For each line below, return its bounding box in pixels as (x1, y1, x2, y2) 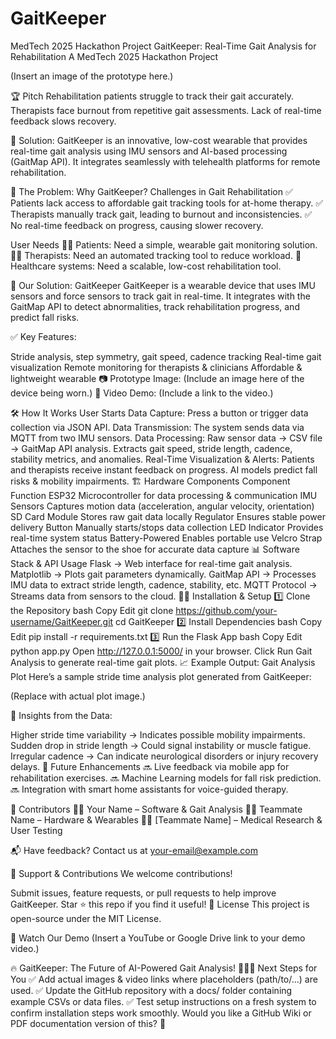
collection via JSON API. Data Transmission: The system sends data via (10, 421, 305, 433)
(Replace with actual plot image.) (10, 690, 146, 702)
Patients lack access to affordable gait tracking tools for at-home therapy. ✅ (10, 197, 323, 209)
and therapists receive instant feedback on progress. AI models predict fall (10, 463, 318, 476)
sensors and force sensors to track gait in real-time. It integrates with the (10, 290, 311, 302)
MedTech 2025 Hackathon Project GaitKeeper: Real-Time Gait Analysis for (10, 40, 317, 52)
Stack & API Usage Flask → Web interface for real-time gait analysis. (10, 557, 293, 569)
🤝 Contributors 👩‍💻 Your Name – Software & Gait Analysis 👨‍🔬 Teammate (10, 803, 303, 815)
